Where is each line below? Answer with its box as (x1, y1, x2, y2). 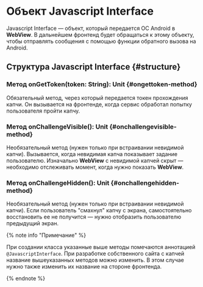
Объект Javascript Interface (6, 4, 154, 18)
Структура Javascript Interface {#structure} (6, 62, 181, 72)
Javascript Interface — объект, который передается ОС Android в (6, 24, 176, 32)
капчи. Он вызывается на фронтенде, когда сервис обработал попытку (6, 100, 192, 108)
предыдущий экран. (6, 220, 59, 227)
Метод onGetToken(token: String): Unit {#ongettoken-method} (6, 80, 198, 89)
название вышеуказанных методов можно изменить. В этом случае (6, 256, 185, 264)
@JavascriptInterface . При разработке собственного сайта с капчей (6, 250, 185, 258)
